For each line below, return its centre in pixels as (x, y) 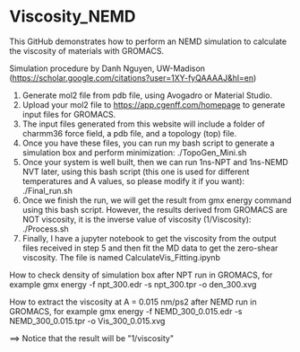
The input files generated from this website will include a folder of (144, 124)
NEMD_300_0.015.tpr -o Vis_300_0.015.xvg (87, 321)
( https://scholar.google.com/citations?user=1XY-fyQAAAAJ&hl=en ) (133, 77)
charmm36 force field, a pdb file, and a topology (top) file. (129, 133)
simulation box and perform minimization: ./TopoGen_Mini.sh (134, 152)
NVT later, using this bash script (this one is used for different (136, 172)
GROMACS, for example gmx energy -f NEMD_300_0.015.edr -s (126, 311)
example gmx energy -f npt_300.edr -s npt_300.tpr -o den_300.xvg (133, 284)
